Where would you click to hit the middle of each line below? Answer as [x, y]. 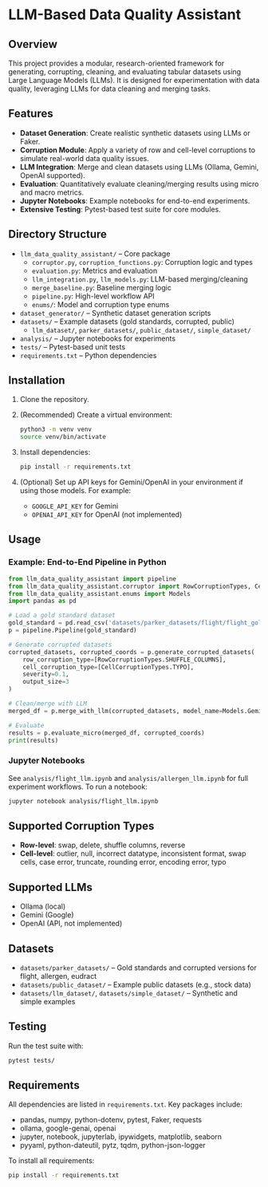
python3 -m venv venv [56, 430]
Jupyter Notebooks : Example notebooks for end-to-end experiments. [135, 200]
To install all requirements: [51, 1161]
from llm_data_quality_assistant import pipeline [93, 579]
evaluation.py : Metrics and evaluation [95, 270]
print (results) [33, 740]
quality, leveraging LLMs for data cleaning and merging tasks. [110, 89]
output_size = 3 [46, 682]
